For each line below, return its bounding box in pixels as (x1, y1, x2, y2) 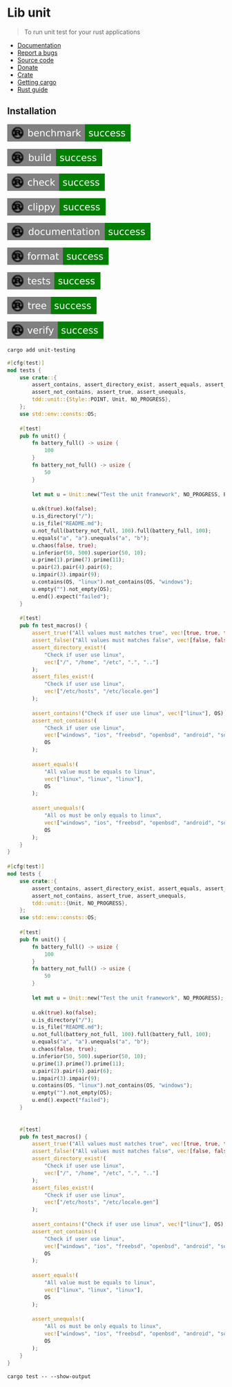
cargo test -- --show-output (7, 1372, 91, 1380)
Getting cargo (17, 78, 57, 86)
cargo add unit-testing (7, 346, 76, 354)
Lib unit (7, 5, 51, 21)
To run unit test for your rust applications (23, 28, 140, 36)
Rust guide (17, 85, 48, 93)
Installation (7, 105, 57, 117)
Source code (17, 55, 54, 64)
